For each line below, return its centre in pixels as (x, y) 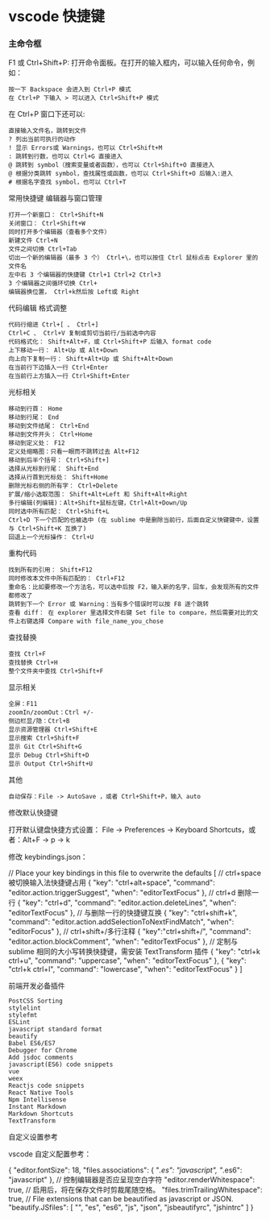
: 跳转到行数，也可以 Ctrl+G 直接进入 (66, 157)
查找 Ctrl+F (27, 654)
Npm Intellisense (37, 1100)
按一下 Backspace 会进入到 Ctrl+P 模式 (70, 89)
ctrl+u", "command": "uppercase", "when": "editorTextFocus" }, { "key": (128, 961)
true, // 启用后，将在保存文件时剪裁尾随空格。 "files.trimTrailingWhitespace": (135, 1190)
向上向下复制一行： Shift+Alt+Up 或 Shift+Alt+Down (91, 359)
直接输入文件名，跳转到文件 (48, 131)
